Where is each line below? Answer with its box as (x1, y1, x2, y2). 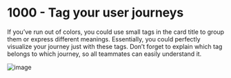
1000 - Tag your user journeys (7, 5, 184, 21)
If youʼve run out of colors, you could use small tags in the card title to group (7, 28, 225, 36)
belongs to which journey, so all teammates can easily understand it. (7, 50, 202, 58)
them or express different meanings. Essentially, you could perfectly (7, 35, 201, 43)
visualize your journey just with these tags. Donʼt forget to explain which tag (7, 42, 223, 50)
